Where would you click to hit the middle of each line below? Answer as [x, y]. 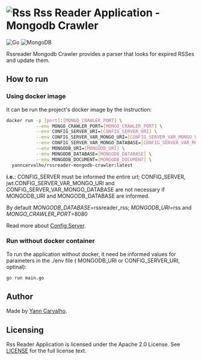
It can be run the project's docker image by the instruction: [79, 109]
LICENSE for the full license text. [47, 351]
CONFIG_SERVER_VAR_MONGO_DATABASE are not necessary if [86, 189]
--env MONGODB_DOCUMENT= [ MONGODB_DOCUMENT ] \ [94, 159]
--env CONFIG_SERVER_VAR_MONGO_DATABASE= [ [90, 143]
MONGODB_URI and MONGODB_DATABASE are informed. [78, 196]
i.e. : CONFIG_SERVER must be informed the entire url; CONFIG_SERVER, [96, 177]
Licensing [25, 330]
